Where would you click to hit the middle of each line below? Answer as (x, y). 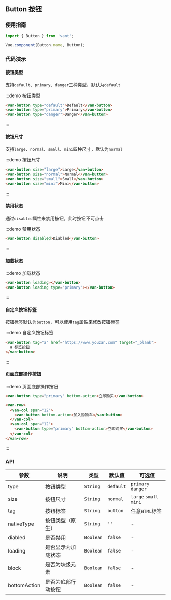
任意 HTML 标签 (146, 511)
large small (145, 497)
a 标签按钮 (20, 347)
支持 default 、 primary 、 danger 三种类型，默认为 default (63, 85)
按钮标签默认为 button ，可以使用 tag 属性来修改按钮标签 (62, 322)
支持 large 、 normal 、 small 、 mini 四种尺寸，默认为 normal (64, 149)
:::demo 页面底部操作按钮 (32, 386)
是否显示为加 (61, 547)
